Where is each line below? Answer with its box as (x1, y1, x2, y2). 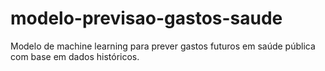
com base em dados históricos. (10, 50, 140, 62)
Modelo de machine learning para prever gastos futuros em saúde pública (10, 40, 316, 52)
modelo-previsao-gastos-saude (10, 7, 283, 30)
